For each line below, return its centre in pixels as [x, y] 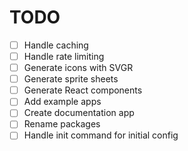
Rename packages [62, 124]
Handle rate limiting [64, 56]
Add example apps [62, 102]
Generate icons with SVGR [78, 68]
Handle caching [56, 45]
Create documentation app [79, 113]
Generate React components [83, 90]
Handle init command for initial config [101, 135]
